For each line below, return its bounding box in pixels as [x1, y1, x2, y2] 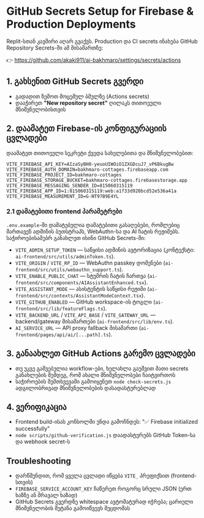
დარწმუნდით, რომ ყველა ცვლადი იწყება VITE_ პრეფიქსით [15, 472, 170, 479]
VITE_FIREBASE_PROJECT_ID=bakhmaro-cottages [6, 171, 122, 178]
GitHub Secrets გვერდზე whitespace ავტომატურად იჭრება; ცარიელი [15, 498, 194, 506]
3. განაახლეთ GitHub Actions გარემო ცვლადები [6, 348, 196, 359]
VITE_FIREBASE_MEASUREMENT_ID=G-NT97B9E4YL [6, 193, 119, 200]
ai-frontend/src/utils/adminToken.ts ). [15, 252, 115, 260]
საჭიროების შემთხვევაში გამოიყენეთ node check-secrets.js [15, 378, 172, 385]
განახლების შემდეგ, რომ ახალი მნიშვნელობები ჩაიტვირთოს [15, 371, 176, 378]
